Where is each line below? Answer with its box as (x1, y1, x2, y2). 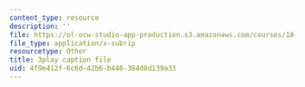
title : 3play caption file (9, 55, 112, 64)
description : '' (9, 22, 71, 31)
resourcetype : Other (9, 47, 88, 56)
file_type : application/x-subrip (9, 38, 136, 48)
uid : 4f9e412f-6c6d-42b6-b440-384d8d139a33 (9, 64, 177, 73)
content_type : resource (9, 13, 100, 23)
